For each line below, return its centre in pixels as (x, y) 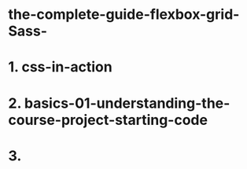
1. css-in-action (60, 67)
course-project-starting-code (108, 120)
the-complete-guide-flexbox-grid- (124, 15)
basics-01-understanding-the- (127, 103)
